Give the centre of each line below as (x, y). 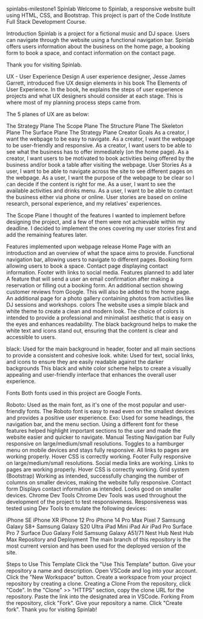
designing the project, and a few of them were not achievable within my (95, 222)
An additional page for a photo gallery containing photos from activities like (100, 298)
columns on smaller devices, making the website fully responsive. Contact (99, 482)
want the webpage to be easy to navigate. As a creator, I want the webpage (101, 139)
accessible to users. (31, 337)
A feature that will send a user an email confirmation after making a (90, 279)
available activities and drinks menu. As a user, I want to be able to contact (99, 191)
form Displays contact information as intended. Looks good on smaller (94, 489)
